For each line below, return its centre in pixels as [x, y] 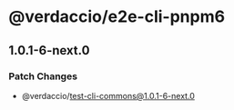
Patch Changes [43, 76]
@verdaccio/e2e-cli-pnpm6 [117, 17]
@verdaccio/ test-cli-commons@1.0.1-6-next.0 [108, 95]
